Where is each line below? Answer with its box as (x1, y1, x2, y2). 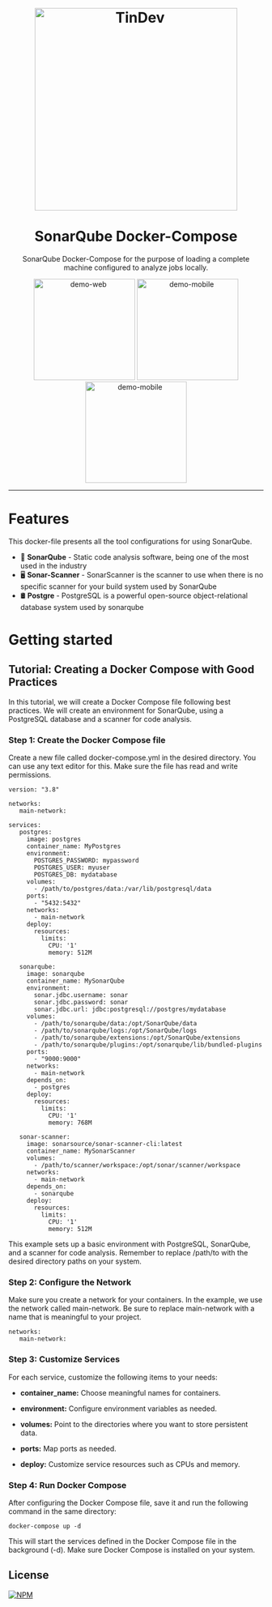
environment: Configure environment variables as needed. (19, 1404, 217, 1413)
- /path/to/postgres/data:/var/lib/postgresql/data (33, 885, 212, 893)
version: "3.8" (8, 786, 60, 794)
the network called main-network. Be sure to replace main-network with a (8, 1303, 255, 1314)
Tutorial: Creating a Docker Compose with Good (8, 663, 255, 676)
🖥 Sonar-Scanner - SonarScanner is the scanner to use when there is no (19, 569, 264, 579)
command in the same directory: (8, 1507, 117, 1516)
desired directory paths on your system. (8, 1256, 142, 1266)
